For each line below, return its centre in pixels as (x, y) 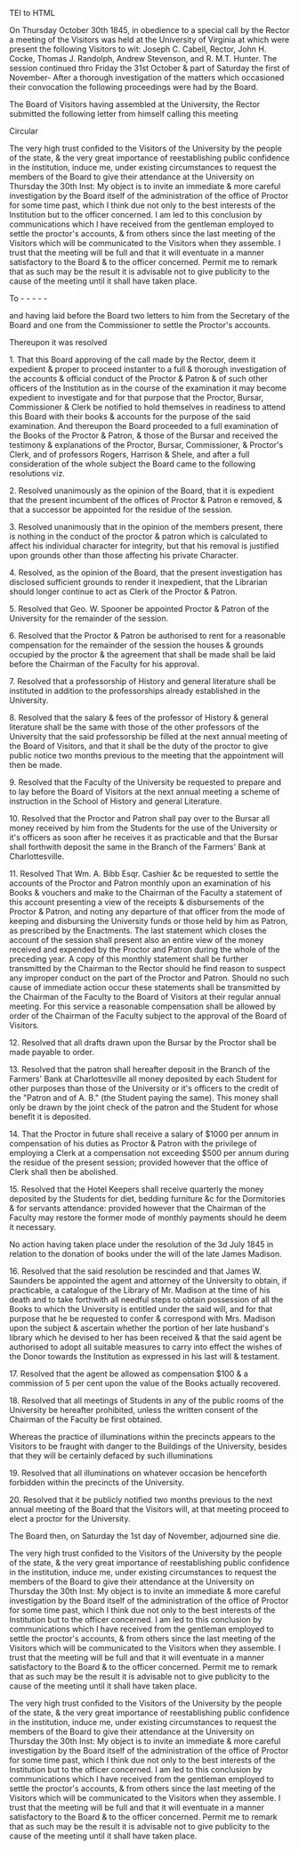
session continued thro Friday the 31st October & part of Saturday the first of (149, 68)
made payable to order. (52, 1052)
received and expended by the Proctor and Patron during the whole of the (145, 950)
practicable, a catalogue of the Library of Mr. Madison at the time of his (140, 1290)
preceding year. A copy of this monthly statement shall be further (129, 959)
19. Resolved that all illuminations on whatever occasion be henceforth (138, 1473)
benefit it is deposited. (50, 1117)
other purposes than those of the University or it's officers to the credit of (144, 1088)
